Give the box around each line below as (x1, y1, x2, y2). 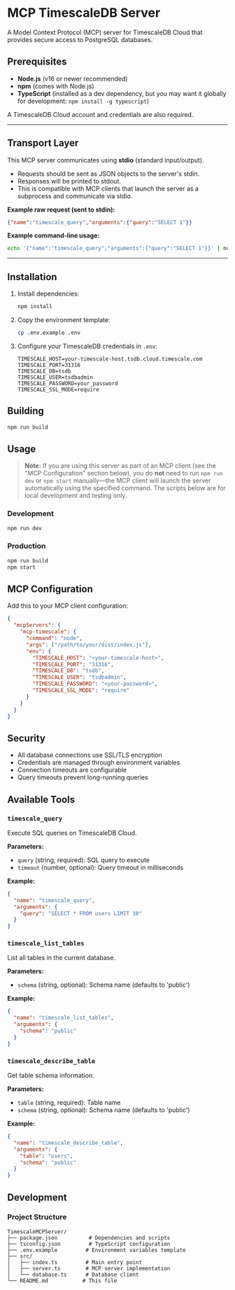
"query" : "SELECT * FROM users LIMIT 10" (20, 910, 142, 917)
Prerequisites (7, 56, 67, 68)
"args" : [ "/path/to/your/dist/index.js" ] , (25, 641, 152, 649)
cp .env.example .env (17, 329, 80, 336)
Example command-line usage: (7, 231, 100, 240)
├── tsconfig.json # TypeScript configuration (7, 1240, 171, 1247)
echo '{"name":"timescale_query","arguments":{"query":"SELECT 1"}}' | (7, 245, 220, 252)
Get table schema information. (7, 1071, 94, 1079)
